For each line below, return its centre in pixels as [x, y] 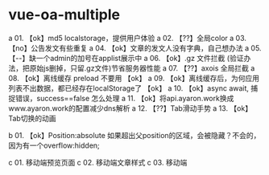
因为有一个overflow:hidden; [54, 145]
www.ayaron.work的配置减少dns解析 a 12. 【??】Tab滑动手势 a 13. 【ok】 [130, 108]
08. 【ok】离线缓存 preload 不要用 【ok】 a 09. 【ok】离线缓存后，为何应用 [134, 78]
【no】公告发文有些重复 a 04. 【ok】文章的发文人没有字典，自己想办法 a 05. [135, 48]
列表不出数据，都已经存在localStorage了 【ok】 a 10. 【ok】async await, [129, 88]
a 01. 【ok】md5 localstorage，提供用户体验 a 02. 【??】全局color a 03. [128, 38]
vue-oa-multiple [64, 15]
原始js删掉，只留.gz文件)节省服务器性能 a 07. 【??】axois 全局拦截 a [142, 68]
